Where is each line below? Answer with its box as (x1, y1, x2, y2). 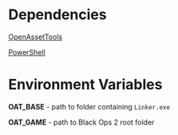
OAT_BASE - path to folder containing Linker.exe (8, 101, 170, 111)
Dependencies (8, 6, 107, 24)
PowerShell (8, 47, 45, 57)
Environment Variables (8, 76, 163, 93)
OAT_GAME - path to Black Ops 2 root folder (8, 117, 155, 127)
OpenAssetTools (8, 32, 62, 42)
